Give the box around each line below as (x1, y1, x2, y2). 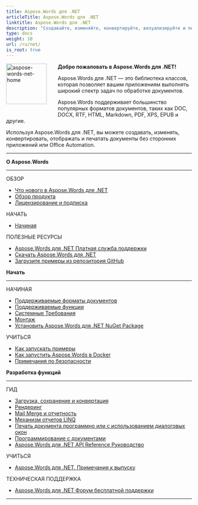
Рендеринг (14, 403, 42, 410)
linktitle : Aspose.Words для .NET (6, 19, 91, 25)
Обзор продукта (14, 193, 56, 200)
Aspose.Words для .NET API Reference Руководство (14, 441, 144, 448)
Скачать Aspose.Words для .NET (14, 251, 97, 258)
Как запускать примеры (14, 345, 75, 352)
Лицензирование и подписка (14, 199, 88, 206)
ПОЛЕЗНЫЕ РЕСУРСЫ (6, 233, 62, 240)
